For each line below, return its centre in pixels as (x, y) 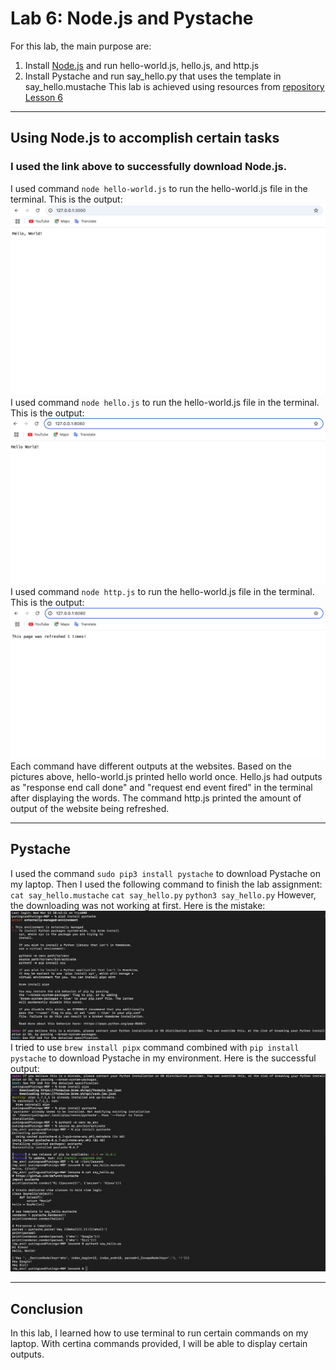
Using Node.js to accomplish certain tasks (145, 138)
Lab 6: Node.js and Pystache (132, 18)
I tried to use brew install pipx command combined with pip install (155, 1047)
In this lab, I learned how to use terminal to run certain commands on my (159, 1333)
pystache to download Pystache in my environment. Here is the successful (163, 1058)
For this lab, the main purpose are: (81, 46)
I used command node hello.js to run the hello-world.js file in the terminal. (165, 403)
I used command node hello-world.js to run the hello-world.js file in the (159, 188)
